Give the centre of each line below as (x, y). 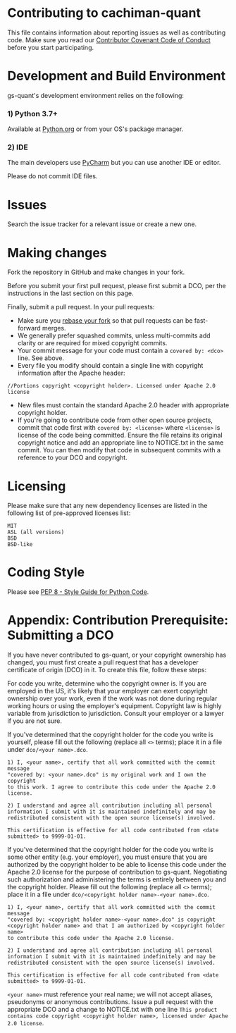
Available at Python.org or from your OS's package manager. (95, 129)
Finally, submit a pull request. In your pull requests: (81, 307)
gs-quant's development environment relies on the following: (96, 95)
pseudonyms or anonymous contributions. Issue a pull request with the (110, 1002)
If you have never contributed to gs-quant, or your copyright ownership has (117, 655)
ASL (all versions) (36, 532)
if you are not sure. (35, 721)
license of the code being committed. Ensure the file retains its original (120, 435)
